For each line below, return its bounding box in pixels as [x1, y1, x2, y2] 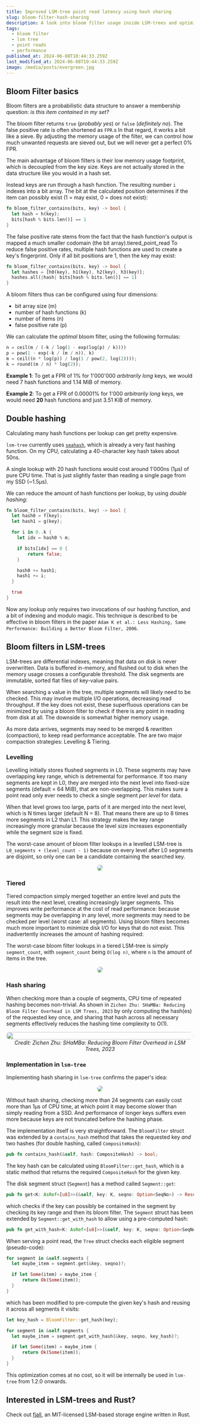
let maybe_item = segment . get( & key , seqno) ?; [11, 1260, 127, 1267]
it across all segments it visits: [6, 1305, 80, 1312]
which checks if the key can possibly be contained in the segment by [6, 1202, 176, 1209]
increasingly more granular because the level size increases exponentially [6, 822, 187, 830]
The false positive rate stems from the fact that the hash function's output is [6, 233, 193, 240]
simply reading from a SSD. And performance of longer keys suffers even [6, 1109, 186, 1116]
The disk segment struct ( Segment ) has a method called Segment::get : [6, 1180, 176, 1187]
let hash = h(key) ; [11, 211, 60, 217]
